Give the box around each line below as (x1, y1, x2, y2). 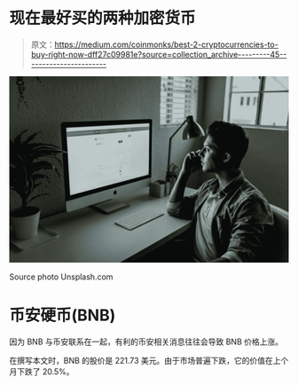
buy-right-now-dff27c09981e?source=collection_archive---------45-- (30, 49, 287, 59)
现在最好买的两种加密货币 (9, 8, 197, 28)
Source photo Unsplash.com (9, 271, 114, 282)
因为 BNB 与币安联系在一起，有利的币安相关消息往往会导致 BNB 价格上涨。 (9, 336, 284, 347)
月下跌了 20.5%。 (9, 365, 74, 377)
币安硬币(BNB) (9, 305, 116, 325)
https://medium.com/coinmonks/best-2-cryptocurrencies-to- (54, 39, 279, 50)
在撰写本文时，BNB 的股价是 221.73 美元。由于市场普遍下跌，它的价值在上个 (9, 355, 289, 365)
